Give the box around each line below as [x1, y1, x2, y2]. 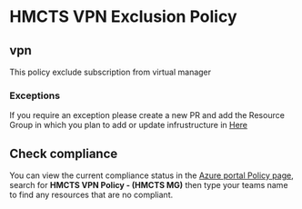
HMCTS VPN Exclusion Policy [9, 6, 238, 27]
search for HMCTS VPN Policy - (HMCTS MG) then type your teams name [9, 180, 288, 191]
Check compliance [9, 145, 118, 161]
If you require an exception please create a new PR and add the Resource [9, 110, 285, 121]
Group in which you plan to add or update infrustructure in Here [9, 120, 248, 131]
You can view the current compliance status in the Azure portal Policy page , [9, 170, 294, 181]
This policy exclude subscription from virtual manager [9, 66, 212, 77]
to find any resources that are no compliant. [9, 189, 174, 201]
